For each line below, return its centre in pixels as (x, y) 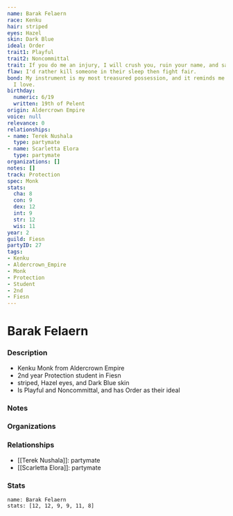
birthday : (21, 91)
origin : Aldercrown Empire (46, 110)
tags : (15, 252)
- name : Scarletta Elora (43, 149)
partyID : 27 (24, 246)
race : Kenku (24, 20)
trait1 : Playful (31, 53)
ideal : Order (26, 46)
